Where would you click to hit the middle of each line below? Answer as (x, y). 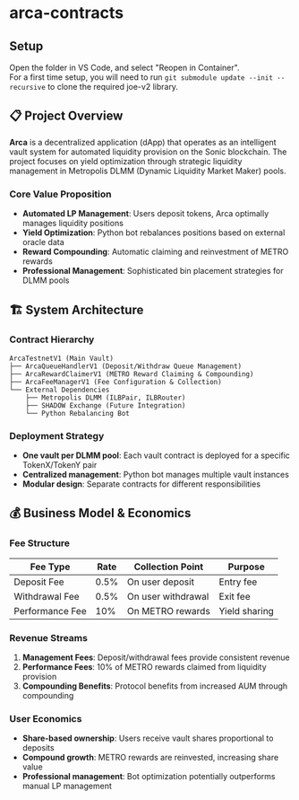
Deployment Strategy (57, 435)
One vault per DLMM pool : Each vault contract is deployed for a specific (156, 455)
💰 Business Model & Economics (100, 513)
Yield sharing (247, 611)
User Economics (46, 719)
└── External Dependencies (60, 390)
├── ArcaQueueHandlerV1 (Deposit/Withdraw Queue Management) (126, 366)
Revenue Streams (48, 637)
